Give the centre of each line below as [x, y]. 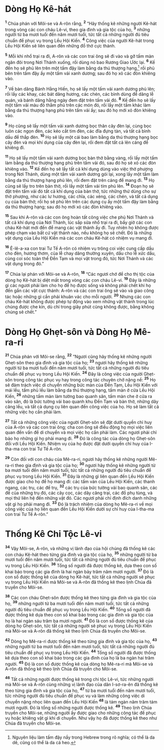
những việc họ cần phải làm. [33, 412]
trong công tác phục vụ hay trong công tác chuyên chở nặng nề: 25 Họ [85, 379]
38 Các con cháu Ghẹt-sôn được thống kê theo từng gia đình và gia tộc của [81, 597]
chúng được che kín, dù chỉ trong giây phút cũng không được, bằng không [80, 307]
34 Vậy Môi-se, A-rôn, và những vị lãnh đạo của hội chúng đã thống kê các [80, 548]
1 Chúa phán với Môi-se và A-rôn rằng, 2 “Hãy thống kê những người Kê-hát [81, 23]
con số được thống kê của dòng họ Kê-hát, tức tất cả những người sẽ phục [80, 577]
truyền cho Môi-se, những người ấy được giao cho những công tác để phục [81, 713]
